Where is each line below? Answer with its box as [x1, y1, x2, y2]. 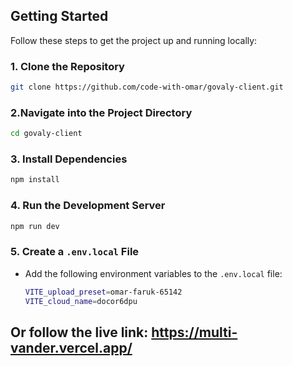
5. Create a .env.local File [10, 245, 140, 259]
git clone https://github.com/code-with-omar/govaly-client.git [10, 82, 284, 93]
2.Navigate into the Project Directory [10, 105, 193, 119]
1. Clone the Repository [10, 59, 125, 73]
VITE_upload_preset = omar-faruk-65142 [24, 287, 183, 297]
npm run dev [10, 221, 60, 231]
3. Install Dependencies [10, 152, 128, 166]
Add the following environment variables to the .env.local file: [24, 267, 283, 279]
